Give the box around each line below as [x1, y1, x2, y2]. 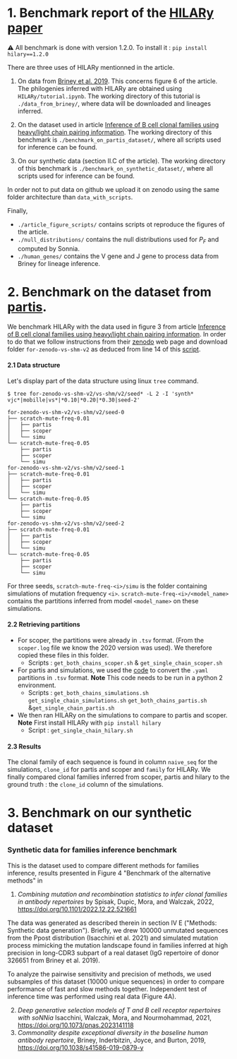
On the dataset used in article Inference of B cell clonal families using [17, 120, 219, 128]
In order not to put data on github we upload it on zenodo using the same [7, 185, 220, 193]
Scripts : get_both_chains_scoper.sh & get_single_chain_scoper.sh [28, 658, 223, 667]
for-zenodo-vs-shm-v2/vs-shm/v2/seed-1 [7, 464, 125, 471]
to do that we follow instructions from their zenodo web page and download [7, 337, 228, 346]
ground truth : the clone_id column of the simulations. [7, 780, 164, 789]
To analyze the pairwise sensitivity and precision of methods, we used [7, 969, 212, 978]
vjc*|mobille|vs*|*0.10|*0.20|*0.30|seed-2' [7, 397, 140, 404]
